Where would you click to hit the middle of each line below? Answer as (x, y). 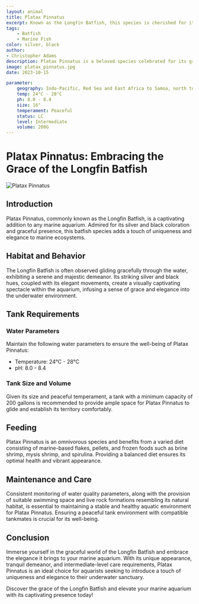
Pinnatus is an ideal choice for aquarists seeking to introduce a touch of (94, 571)
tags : (13, 28)
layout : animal (25, 12)
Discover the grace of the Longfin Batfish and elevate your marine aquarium (99, 589)
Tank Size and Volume (38, 383)
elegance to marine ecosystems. (46, 237)
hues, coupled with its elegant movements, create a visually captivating (93, 283)
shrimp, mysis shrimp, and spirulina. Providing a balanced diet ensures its (96, 454)
